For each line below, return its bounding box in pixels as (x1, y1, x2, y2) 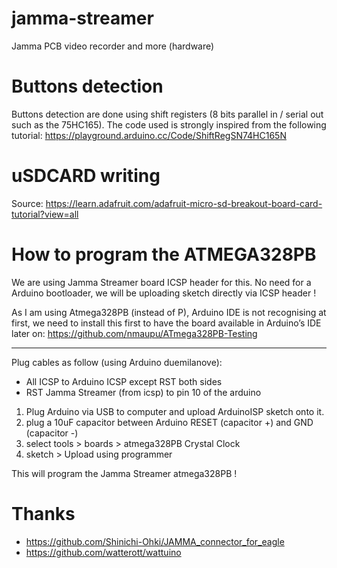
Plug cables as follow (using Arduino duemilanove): (11, 356, 223, 368)
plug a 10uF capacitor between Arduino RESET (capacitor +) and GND (25, 416, 314, 428)
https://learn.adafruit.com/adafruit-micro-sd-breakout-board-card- (45, 197, 323, 209)
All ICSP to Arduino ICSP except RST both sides (25, 375, 223, 387)
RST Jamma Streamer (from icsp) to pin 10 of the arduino (25, 386, 262, 398)
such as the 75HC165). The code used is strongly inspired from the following (11, 118, 327, 131)
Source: (11, 197, 44, 209)
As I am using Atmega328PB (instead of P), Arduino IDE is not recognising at (11, 306, 327, 318)
